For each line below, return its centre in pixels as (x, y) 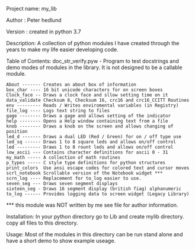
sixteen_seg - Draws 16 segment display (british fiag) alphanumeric (94, 189)
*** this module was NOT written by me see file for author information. (92, 205)
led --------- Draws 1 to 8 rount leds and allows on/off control (90, 147)
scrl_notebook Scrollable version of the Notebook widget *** (84, 173)
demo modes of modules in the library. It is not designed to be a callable (94, 67)
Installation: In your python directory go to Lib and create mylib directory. (95, 216)
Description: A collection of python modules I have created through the (93, 43)
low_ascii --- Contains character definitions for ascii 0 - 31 (87, 152)
